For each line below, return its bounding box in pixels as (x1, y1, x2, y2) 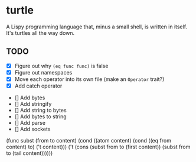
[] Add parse (14, 119, 46, 126)
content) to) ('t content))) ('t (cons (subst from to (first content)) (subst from (6, 143, 191, 150)
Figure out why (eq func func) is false (14, 62, 109, 69)
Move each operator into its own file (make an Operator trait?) (14, 75, 165, 83)
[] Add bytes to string (14, 113, 67, 120)
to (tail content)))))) (6, 150, 53, 157)
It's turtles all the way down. (6, 29, 75, 36)
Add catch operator (14, 82, 63, 89)
